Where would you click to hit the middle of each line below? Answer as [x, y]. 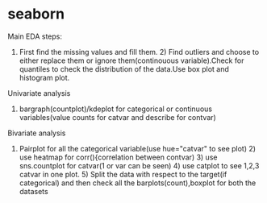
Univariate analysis [39, 93]
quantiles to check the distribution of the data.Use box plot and [124, 68]
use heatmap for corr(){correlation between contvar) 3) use [118, 157]
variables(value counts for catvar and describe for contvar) [118, 117]
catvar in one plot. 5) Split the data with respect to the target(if [123, 174]
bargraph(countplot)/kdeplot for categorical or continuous [116, 109]
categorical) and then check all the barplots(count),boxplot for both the [138, 183]
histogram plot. [44, 77]
